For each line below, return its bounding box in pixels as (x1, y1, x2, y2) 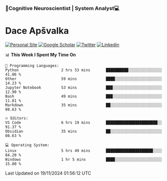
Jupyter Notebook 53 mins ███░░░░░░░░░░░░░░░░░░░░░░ (5, 85, 162, 90)
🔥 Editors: (5, 115, 28, 120)
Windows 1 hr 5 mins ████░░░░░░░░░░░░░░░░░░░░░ (5, 157, 162, 162)
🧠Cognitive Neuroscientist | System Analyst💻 (5, 4, 120, 11)
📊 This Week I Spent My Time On (5, 51, 76, 57)
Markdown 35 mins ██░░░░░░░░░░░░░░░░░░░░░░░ (5, 102, 162, 107)
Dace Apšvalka (5, 25, 69, 36)
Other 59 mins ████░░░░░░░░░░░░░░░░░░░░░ (5, 76, 162, 81)
